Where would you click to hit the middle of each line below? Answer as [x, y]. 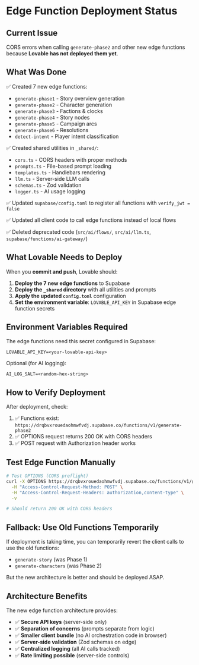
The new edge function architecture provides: [62, 610]
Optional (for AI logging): [36, 363]
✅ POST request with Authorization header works [75, 443]
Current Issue [32, 33]
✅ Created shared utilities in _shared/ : [52, 148]
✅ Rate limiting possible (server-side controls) [72, 655]
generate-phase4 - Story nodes [52, 117]
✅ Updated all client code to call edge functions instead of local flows [91, 220]
